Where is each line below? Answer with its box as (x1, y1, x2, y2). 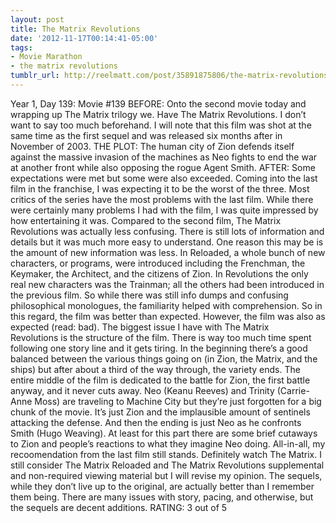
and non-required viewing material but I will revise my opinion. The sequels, (10, 469, 323, 481)
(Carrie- (276, 384, 310, 396)
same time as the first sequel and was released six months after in (10, 129, 283, 141)
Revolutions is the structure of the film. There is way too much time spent (10, 331, 312, 343)
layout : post (10, 14, 65, 25)
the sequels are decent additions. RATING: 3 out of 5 (10, 501, 228, 513)
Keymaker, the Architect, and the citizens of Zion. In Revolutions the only (10, 267, 309, 280)
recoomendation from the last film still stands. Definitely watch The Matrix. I (10, 448, 322, 460)
